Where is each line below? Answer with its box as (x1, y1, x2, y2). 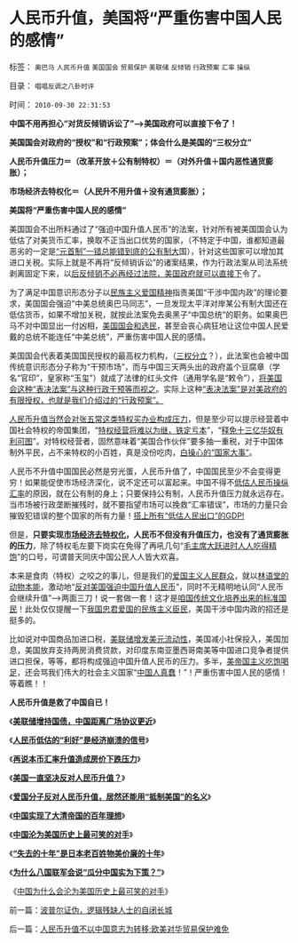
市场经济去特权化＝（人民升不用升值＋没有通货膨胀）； (9, 186, 208, 196)
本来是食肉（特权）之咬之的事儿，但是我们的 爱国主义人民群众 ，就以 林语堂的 (9, 570, 289, 580)
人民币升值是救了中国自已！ (9, 697, 111, 707)
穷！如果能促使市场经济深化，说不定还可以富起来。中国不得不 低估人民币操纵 (9, 476, 289, 487)
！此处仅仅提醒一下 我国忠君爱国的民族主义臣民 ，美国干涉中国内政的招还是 (17, 603, 289, 614)
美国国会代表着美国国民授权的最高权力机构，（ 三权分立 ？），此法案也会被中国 (9, 350, 289, 361)
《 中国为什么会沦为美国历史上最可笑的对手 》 (9, 885, 173, 896)
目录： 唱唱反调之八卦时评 (9, 80, 95, 91)
